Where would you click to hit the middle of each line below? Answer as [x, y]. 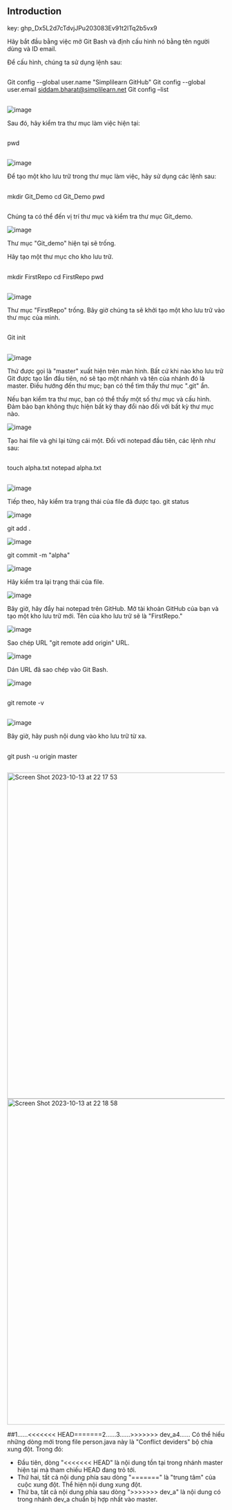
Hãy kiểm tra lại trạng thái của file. [56, 582]
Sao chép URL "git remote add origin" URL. [68, 643]
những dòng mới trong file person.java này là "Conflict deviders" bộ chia [110, 1442]
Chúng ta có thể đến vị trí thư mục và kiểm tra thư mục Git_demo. [100, 216]
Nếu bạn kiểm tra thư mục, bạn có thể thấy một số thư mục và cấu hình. [109, 399]
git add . [19, 528]
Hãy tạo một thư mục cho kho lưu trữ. [60, 257]
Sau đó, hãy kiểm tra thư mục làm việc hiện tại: [74, 123]
